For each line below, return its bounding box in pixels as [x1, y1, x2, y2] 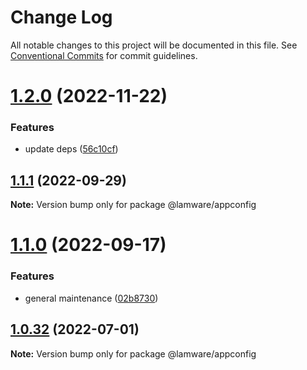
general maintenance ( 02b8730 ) [24, 292, 159, 304]
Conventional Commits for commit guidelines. [10, 49, 198, 61]
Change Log [10, 6, 113, 29]
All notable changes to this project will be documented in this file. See [10, 39, 298, 51]
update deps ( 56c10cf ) [24, 143, 119, 155]
